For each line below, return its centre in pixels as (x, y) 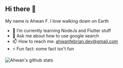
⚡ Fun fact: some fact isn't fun (43, 49)
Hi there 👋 (21, 9)
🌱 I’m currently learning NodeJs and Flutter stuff (61, 31)
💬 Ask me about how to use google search (56, 35)
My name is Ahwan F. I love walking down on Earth (57, 21)
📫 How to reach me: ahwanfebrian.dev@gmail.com (65, 41)
